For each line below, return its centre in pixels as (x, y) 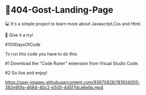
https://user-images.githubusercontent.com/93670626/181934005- (73, 82)
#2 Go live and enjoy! (26, 73)
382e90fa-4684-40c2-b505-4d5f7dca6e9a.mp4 (54, 87)
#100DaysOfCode (23, 44)
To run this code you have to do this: (41, 54)
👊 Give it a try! (19, 35)
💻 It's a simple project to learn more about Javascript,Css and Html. (73, 23)
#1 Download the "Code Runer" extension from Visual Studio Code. (72, 63)
